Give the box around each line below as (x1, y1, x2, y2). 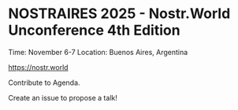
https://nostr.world (8, 62, 69, 71)
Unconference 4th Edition (8, 21, 180, 39)
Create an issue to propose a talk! (8, 93, 118, 102)
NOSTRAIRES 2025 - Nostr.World (8, 5, 231, 23)
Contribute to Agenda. (8, 78, 80, 87)
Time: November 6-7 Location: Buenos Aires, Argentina (8, 47, 188, 57)
